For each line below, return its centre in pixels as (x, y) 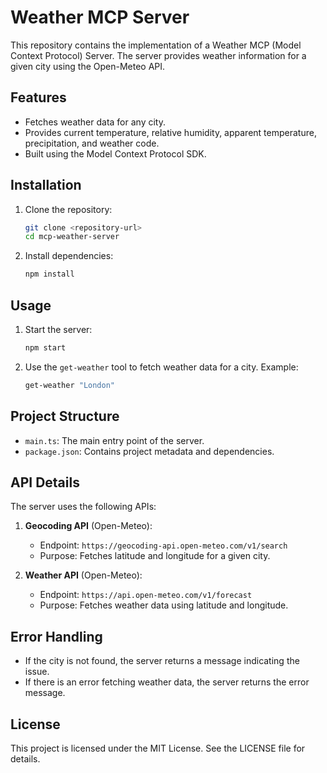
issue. (37, 672)
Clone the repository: (68, 209)
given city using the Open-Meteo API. (88, 66)
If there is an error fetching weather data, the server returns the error (167, 682)
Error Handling (56, 636)
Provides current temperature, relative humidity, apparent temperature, (170, 132)
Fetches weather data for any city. (95, 122)
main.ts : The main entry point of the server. (114, 440)
